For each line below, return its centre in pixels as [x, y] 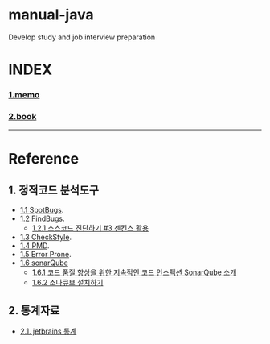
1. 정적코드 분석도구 [53, 190]
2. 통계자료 [34, 311]
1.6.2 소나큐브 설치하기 [67, 283]
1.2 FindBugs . [42, 218]
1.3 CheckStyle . [46, 237]
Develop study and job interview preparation [82, 37]
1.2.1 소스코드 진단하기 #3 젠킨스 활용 [90, 228]
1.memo [24, 95]
